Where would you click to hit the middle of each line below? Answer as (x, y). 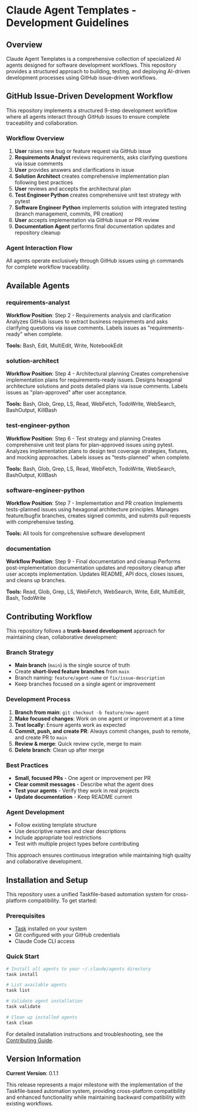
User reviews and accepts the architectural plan (73, 189)
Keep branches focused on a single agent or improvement (85, 684)
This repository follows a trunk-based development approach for (86, 631)
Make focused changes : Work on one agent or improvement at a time (99, 719)
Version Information (44, 1059)
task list (18, 990)
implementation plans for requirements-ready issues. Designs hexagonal (94, 380)
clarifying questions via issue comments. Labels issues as (76, 328)
